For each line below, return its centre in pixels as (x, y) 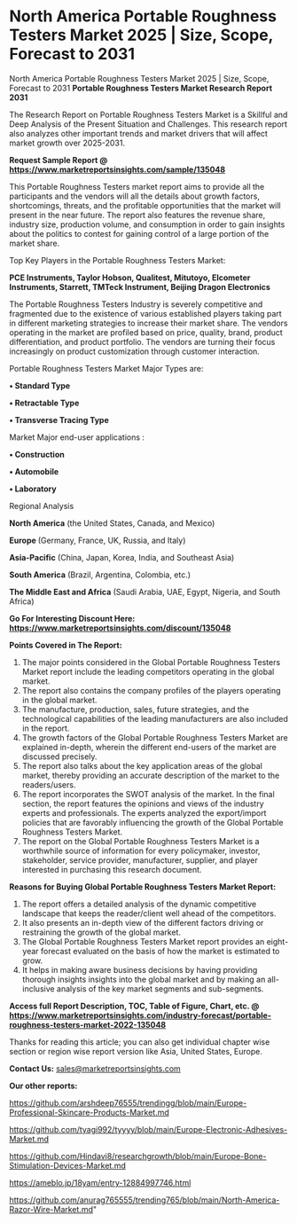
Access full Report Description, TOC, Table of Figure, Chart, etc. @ (134, 1006)
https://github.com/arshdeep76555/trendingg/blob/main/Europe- (128, 1102)
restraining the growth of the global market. (102, 932)
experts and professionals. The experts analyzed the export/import (144, 812)
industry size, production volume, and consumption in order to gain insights (147, 224)
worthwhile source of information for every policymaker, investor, (141, 851)
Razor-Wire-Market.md (51, 1209)
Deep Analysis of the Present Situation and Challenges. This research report (148, 124)
